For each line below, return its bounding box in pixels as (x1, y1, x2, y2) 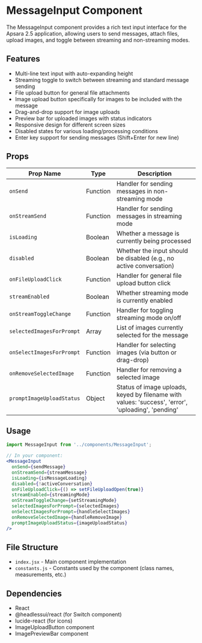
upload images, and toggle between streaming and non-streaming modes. (6, 36, 191, 43)
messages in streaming (116, 212, 182, 220)
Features (6, 54, 40, 64)
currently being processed (116, 236, 191, 245)
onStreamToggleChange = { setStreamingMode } (11, 498, 117, 504)
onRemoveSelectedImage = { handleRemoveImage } (11, 514, 122, 520)
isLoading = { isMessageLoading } (11, 475, 87, 481)
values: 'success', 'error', (116, 398, 188, 406)
